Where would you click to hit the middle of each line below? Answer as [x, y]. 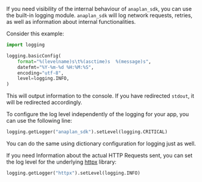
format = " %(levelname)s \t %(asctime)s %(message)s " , [84, 61]
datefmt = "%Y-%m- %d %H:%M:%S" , [56, 67]
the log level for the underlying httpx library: [62, 162]
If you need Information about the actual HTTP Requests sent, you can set [99, 155]
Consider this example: [35, 34]
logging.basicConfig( [34, 56]
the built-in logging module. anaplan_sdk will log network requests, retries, [99, 15]
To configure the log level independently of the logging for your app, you [98, 114]
